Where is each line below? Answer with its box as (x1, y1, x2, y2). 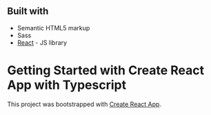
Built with (7, 6, 49, 17)
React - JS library (17, 38, 68, 47)
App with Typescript (7, 77, 126, 92)
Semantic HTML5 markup (17, 23, 90, 32)
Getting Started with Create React (7, 63, 205, 78)
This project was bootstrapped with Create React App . (7, 100, 162, 108)
